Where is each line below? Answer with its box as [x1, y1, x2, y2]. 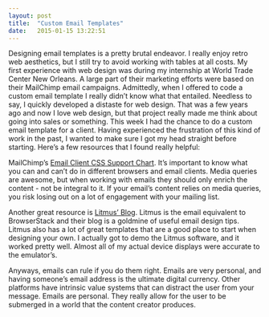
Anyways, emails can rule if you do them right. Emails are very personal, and [8, 266, 262, 275]
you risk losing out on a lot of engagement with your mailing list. [8, 192, 220, 201]
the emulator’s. [8, 250, 58, 260]
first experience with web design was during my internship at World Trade [8, 66, 254, 75]
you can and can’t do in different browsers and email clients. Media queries [8, 166, 258, 177]
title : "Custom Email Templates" [8, 19, 124, 27]
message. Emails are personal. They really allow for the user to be [8, 291, 226, 301]
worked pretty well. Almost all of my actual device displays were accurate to [8, 242, 260, 251]
